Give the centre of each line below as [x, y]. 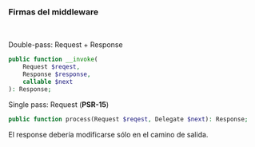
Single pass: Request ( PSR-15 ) [59, 104]
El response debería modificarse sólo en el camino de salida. [108, 134]
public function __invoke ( [53, 60]
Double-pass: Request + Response [66, 45]
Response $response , [57, 74]
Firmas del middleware [53, 12]
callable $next [48, 81]
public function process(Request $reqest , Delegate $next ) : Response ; [128, 119]
